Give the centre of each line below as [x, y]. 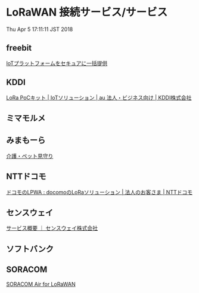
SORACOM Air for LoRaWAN [41, 284]
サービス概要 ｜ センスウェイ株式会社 [52, 228]
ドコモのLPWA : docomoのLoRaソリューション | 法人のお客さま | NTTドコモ [99, 192]
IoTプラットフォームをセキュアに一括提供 [57, 63]
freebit [19, 48]
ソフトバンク [30, 249]
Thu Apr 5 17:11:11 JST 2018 [40, 29]
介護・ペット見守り [30, 155]
